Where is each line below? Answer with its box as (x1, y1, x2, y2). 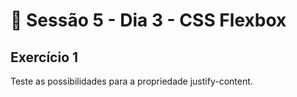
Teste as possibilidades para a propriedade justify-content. (10, 75, 253, 87)
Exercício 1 (10, 49, 79, 66)
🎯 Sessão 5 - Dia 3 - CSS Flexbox (10, 9, 287, 32)
